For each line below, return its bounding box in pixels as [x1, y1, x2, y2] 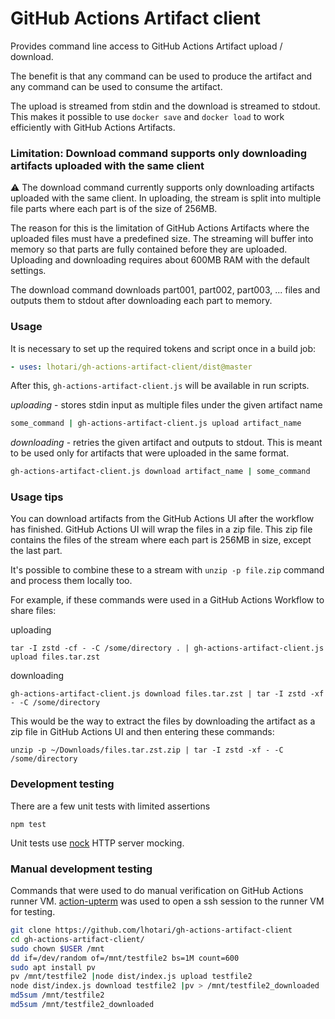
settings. [10, 265, 47, 277]
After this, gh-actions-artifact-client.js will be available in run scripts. [10, 380, 310, 392]
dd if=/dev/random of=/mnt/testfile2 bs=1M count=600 [10, 953, 240, 963]
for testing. [10, 906, 56, 918]
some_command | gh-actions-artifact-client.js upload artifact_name [10, 418, 302, 429]
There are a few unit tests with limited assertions [10, 800, 211, 812]
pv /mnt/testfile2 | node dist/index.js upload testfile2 [10, 972, 253, 982]
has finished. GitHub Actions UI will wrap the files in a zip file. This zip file [10, 523, 313, 536]
